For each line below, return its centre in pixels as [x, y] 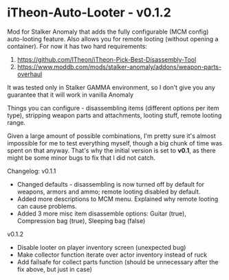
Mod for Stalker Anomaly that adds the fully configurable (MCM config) [108, 32]
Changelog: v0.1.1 [32, 171]
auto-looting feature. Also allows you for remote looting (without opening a [113, 38]
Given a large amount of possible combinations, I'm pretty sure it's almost [111, 136]
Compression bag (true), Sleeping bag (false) [81, 220]
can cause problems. [47, 206]
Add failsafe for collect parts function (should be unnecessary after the [118, 261]
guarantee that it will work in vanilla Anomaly [70, 95]
